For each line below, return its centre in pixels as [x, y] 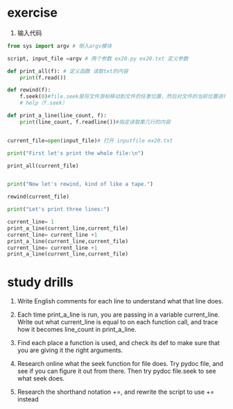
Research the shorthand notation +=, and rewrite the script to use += [116, 392]
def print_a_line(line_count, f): [57, 116]
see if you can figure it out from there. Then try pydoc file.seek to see [116, 371]
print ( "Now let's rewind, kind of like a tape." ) [80, 184]
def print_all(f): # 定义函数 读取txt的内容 [68, 71]
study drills [41, 282]
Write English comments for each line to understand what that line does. [120, 301]
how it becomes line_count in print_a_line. [77, 329]
